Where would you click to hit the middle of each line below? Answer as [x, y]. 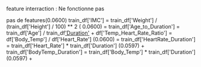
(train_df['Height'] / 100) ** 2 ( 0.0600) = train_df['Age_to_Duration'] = [93, 27]
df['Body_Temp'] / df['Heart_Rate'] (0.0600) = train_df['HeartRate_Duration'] [101, 39]
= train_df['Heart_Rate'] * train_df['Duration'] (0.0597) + [75, 45]
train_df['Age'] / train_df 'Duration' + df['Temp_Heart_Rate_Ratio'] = [89, 33]
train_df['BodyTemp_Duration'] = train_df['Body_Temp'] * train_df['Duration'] [101, 52]
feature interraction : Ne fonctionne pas [55, 9]
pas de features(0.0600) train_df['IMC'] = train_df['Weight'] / [82, 20]
